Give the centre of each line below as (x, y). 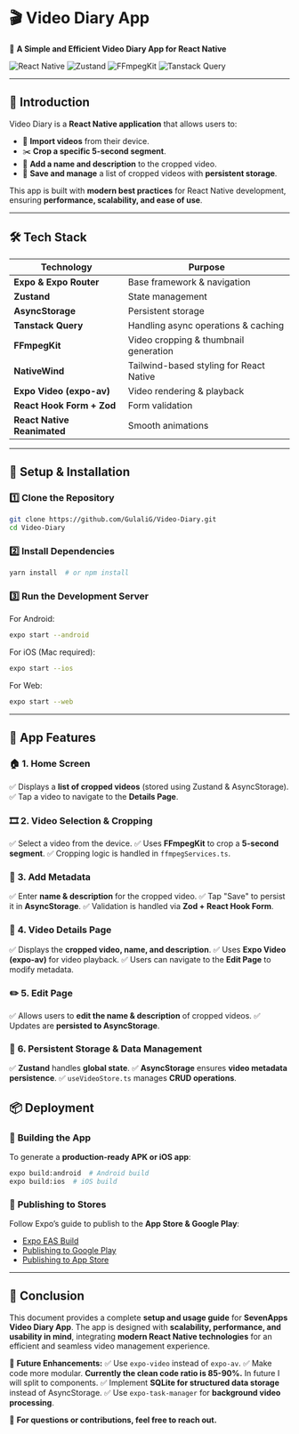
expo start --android (49, 635)
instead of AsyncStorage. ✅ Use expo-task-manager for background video (145, 1392)
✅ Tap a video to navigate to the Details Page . (94, 796)
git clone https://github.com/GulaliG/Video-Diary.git (113, 520)
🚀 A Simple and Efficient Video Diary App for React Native (118, 48)
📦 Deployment (52, 1108)
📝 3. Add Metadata (50, 877)
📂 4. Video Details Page (61, 930)
